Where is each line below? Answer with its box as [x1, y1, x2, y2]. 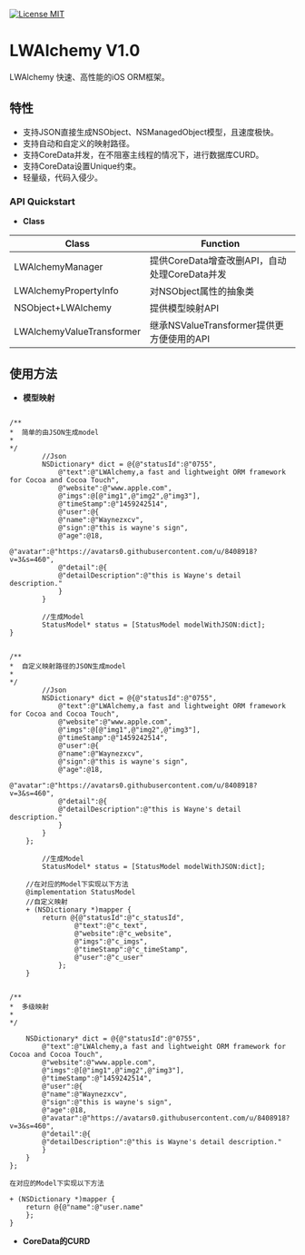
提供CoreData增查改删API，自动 [149, 254, 287, 267]
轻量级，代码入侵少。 [22, 172, 103, 183]
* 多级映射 [9, 1002, 50, 1012]
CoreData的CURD [22, 1235, 91, 1246]
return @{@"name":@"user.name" [25, 1202, 144, 1211]
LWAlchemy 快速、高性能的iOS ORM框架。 [9, 71, 170, 82]
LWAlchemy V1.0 [9, 41, 141, 61]
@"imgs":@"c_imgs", [74, 936, 148, 946]
